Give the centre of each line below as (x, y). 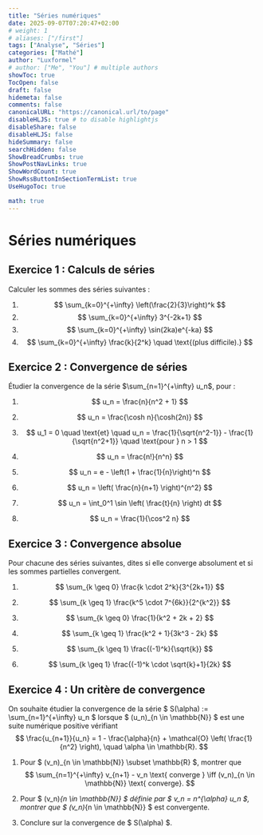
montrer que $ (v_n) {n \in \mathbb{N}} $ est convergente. (114, 807)
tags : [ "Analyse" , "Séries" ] (57, 46)
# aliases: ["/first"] (46, 38)
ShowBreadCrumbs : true (46, 157)
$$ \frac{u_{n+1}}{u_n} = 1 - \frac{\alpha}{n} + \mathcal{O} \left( (121, 738)
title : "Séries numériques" (55, 16)
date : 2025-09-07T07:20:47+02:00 (64, 23)
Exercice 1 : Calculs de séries (82, 270)
